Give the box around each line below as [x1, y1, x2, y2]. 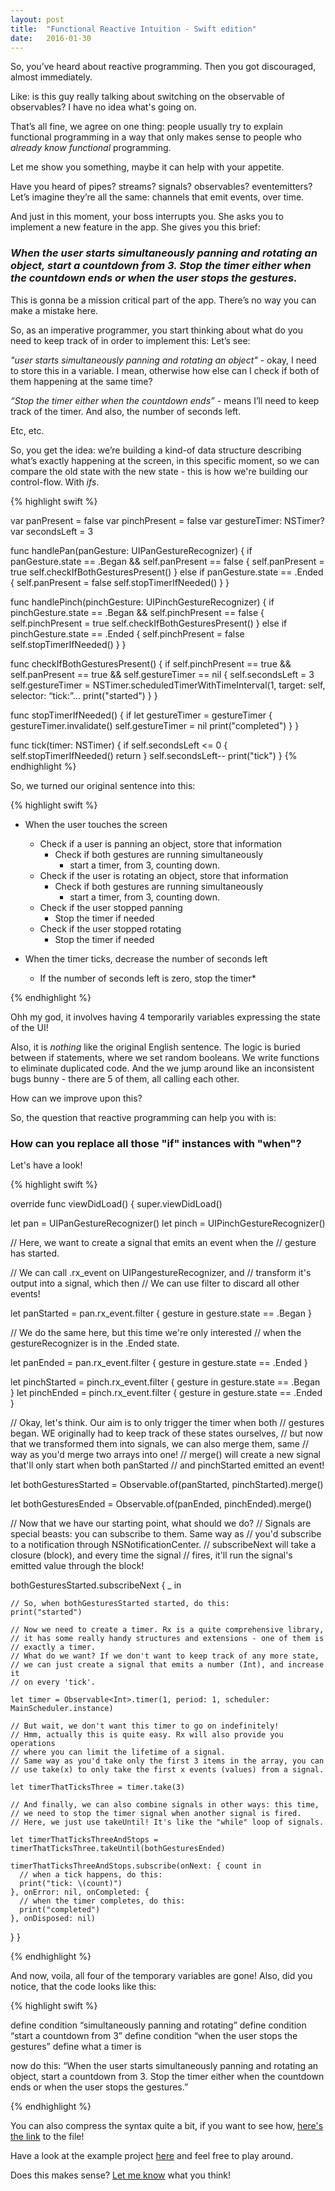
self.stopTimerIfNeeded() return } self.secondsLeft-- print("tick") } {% [10, 749, 298, 761]
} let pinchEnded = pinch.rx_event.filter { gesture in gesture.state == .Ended [10, 1386, 323, 1398]
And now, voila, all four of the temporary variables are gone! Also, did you [10, 1969, 313, 1981]
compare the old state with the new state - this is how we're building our [10, 465, 308, 477]
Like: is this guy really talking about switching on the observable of [10, 91, 286, 103]
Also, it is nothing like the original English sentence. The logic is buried [10, 1041, 301, 1053]
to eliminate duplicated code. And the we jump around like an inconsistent [10, 1062, 315, 1074]
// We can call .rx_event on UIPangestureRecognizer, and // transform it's [10, 1266, 312, 1278]
